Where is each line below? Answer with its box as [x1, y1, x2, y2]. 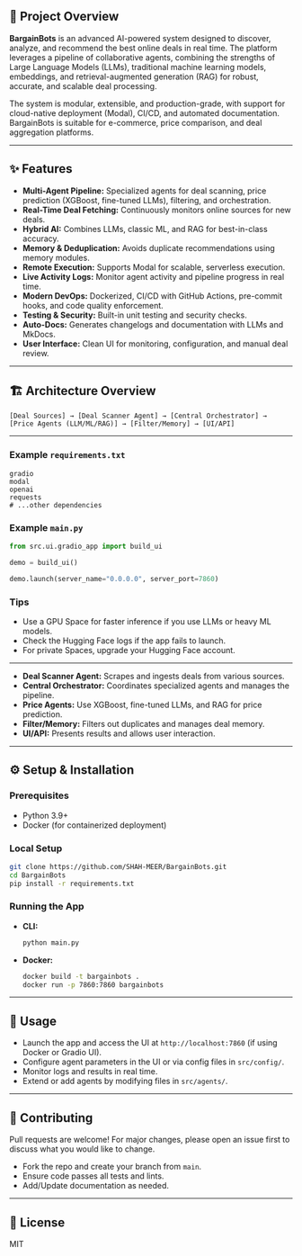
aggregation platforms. [9, 127, 94, 138]
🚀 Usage [9, 1013, 57, 1028]
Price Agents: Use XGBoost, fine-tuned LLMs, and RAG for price [22, 699, 262, 710]
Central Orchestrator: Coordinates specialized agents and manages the [22, 680, 290, 691]
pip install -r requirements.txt [9, 879, 135, 888]
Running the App [9, 901, 84, 913]
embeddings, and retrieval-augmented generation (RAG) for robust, [9, 71, 259, 82]
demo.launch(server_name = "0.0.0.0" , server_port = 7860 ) [9, 574, 219, 583]
